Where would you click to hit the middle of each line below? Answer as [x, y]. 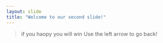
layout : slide [24, 11]
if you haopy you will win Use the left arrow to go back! [89, 34]
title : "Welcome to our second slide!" [56, 17]
